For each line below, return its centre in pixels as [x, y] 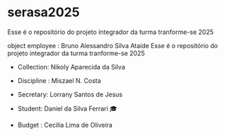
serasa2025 [44, 12]
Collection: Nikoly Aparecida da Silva [71, 67]
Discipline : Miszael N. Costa [59, 80]
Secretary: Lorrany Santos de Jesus [70, 94]
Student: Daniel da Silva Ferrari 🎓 [68, 108]
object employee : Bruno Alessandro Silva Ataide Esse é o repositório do [112, 45]
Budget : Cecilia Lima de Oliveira [65, 125]
